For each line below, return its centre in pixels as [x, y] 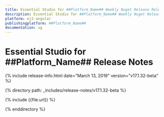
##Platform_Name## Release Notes [79, 62]
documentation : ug [24, 28]
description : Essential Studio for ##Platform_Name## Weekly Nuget [75, 14]
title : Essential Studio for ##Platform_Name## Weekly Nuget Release [77, 10]
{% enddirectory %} [25, 109]
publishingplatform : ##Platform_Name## [46, 23]
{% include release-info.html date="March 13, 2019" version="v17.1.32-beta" [82, 76]
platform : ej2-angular [28, 19]
